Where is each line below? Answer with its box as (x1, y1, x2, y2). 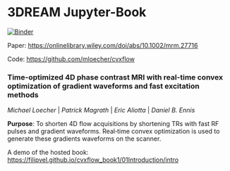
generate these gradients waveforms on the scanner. (7, 134, 162, 143)
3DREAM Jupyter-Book (7, 4, 147, 20)
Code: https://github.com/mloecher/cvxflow (7, 54, 135, 63)
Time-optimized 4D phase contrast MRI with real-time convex (7, 72, 224, 82)
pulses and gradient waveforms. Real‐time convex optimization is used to (7, 127, 220, 136)
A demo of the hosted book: (7, 148, 89, 157)
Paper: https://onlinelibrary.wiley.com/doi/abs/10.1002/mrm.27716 (7, 41, 198, 49)
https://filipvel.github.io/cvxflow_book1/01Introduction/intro (7, 156, 179, 164)
